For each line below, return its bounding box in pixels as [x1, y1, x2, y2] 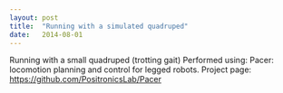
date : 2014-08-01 [9, 30, 83, 39]
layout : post [9, 13, 59, 23]
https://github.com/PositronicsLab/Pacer [9, 74, 161, 85]
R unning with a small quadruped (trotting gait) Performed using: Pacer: [9, 55, 274, 66]
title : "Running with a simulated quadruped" [9, 22, 189, 31]
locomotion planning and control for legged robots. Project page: [9, 64, 252, 75]
